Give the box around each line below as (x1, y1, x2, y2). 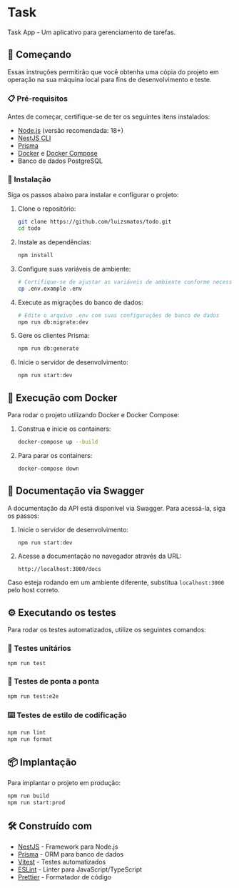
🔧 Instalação (7, 174, 51, 184)
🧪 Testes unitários (7, 644, 71, 654)
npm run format (7, 735, 53, 743)
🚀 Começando (7, 49, 71, 61)
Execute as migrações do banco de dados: (17, 298, 144, 306)
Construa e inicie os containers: (17, 424, 112, 433)
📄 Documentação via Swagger (7, 485, 145, 497)
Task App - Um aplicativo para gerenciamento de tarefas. (7, 28, 176, 36)
